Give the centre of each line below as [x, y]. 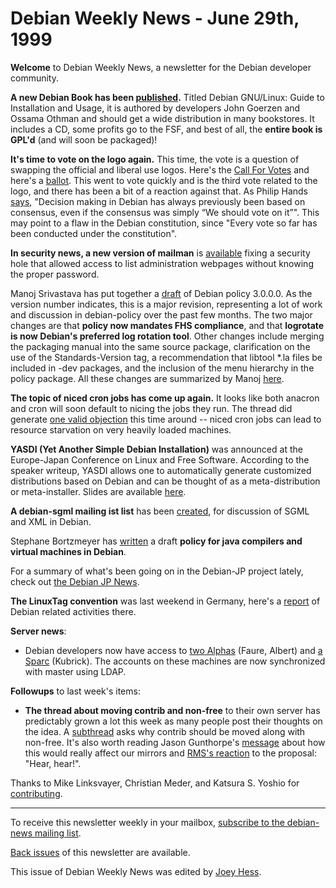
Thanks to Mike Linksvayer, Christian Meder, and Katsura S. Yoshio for [155, 783]
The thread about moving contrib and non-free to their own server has [172, 710]
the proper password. [55, 274]
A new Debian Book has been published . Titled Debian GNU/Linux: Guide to [167, 97]
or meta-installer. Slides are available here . [98, 491]
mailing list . [58, 833]
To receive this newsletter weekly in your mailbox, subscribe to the [147, 822]
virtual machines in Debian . [68, 551]
